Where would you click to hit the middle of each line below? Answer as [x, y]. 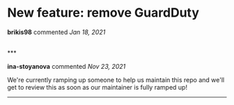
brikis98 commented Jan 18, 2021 [56, 32]
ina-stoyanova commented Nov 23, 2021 [67, 66]
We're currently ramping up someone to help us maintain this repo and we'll [116, 80]
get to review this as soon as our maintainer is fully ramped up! [97, 87]
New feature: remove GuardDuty [103, 13]
